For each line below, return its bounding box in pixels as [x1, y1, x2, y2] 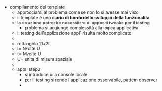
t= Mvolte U [17, 51, 41, 57]
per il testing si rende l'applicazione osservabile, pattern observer [24, 77, 158, 83]
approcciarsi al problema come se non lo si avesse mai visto [17, 9, 139, 15]
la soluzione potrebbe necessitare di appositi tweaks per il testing [17, 20, 150, 25]
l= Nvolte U [17, 46, 40, 51]
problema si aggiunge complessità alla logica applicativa [24, 25, 139, 31]
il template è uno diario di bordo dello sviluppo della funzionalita [17, 15, 150, 20]
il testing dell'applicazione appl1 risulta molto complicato [17, 30, 132, 36]
